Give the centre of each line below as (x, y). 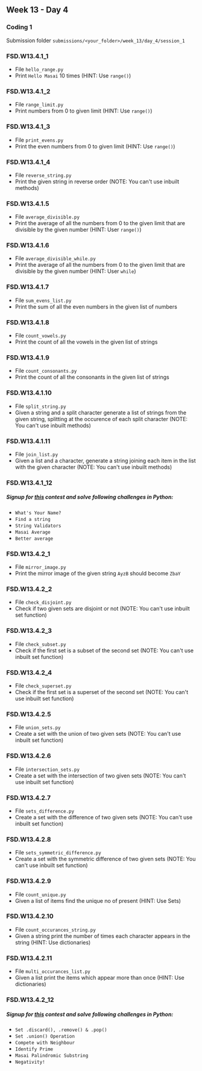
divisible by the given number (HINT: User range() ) (78, 230)
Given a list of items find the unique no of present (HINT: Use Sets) (98, 900)
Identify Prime (34, 1049)
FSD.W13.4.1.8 (28, 322)
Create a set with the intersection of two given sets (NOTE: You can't (100, 775)
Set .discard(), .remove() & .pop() (61, 1030)
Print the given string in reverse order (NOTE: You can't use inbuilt (97, 182)
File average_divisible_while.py (55, 258)
